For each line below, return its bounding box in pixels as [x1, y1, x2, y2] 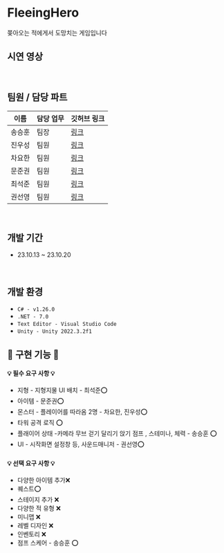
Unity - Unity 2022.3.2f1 [17, 328, 92, 335]
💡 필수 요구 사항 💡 [7, 369, 55, 378]
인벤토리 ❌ [17, 529, 46, 538]
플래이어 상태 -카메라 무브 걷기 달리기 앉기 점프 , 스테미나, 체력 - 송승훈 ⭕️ [17, 429, 218, 437]
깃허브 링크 [71, 114, 105, 123]
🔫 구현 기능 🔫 [7, 348, 59, 361]
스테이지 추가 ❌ [17, 495, 59, 503]
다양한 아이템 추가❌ [17, 475, 71, 484]
